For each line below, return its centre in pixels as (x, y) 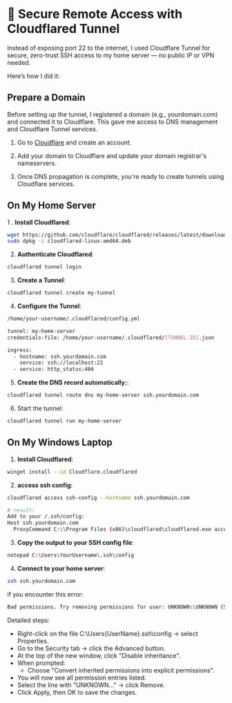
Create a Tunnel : (41, 280)
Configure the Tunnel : (49, 306)
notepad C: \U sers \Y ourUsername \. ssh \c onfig (71, 555)
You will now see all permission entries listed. (81, 677)
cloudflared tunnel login (44, 267)
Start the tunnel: (40, 408)
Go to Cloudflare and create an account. (74, 142)
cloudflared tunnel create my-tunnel (61, 293)
